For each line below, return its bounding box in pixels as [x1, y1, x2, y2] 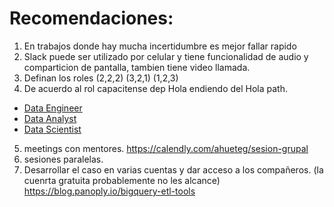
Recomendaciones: [9, 7, 174, 30]
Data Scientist [23, 123, 82, 135]
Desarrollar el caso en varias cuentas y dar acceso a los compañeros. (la [23, 163, 324, 176]
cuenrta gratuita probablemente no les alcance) [23, 174, 221, 186]
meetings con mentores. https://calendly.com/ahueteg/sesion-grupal [23, 142, 309, 154]
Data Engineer [23, 102, 83, 114]
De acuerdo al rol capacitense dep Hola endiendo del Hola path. [23, 82, 288, 94]
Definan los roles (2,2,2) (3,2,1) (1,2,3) [23, 72, 179, 84]
